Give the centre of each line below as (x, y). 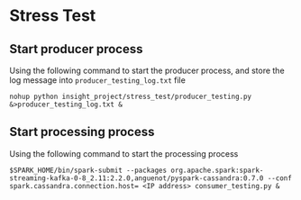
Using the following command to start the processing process (124, 153)
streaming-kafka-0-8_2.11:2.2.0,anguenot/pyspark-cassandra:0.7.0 (137, 178)
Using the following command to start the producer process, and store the (147, 70)
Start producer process (76, 49)
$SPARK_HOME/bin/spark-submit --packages (88, 170)
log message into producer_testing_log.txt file (98, 80)
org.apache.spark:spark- (217, 170)
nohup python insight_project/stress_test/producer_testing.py (131, 96)
